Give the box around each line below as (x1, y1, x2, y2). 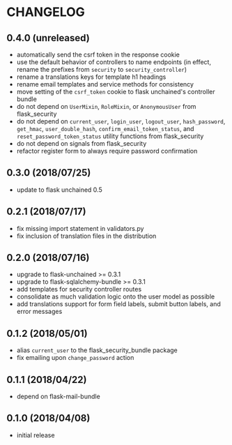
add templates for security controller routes (16, 285, 142, 294)
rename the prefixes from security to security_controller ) (16, 66, 187, 73)
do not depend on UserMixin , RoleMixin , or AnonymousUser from (16, 103, 196, 110)
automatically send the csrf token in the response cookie (16, 50, 180, 59)
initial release (16, 430, 55, 439)
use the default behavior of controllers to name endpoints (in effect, (16, 58, 212, 66)
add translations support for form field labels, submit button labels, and (16, 300, 221, 308)
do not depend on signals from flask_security (16, 139, 147, 147)
